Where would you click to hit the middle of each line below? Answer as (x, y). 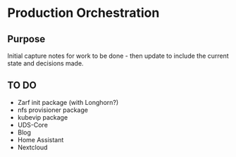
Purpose (26, 39)
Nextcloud (32, 147)
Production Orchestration (83, 13)
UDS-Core (32, 125)
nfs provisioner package (52, 110)
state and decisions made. (45, 63)
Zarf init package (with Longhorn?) (68, 102)
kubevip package (43, 117)
